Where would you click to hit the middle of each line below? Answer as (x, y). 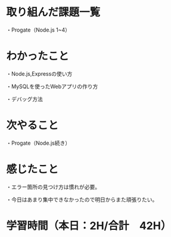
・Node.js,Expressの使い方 (39, 74)
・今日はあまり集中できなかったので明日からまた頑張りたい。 (82, 199)
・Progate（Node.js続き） (38, 143)
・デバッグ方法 (24, 99)
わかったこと (38, 56)
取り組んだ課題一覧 (53, 12)
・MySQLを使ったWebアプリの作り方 (52, 86)
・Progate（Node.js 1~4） (38, 30)
